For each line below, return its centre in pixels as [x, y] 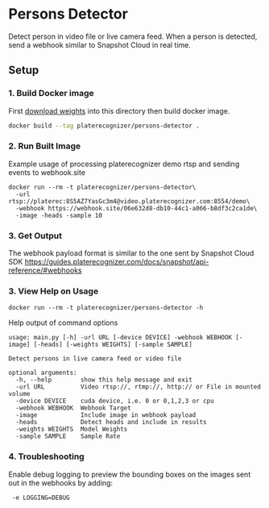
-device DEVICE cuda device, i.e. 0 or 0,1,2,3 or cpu [115, 401]
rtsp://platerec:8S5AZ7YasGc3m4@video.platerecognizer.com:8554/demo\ [129, 201]
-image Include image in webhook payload [106, 415]
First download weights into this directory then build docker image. [119, 110]
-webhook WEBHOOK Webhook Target [73, 408]
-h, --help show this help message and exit [104, 380]
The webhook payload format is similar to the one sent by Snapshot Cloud [131, 253]
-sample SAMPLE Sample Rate [68, 436]
